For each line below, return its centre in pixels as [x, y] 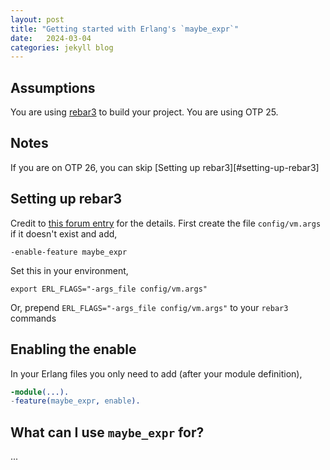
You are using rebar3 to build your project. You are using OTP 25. [144, 112]
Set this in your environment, [69, 270]
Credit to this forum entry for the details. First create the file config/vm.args [166, 223]
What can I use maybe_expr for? [107, 432]
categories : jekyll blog [62, 47]
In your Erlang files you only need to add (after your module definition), [156, 373]
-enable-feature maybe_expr [69, 252]
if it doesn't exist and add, [64, 233]
